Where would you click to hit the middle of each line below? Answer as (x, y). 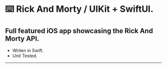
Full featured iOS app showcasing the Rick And (79, 31)
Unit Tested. (25, 56)
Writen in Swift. (28, 50)
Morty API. (22, 38)
